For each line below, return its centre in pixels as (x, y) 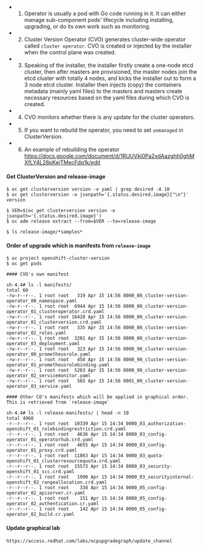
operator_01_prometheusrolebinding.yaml (58, 365)
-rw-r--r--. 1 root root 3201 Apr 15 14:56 (64, 338)
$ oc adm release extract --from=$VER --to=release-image (81, 221)
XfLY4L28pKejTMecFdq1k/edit (62, 162)
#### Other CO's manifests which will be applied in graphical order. (98, 397)
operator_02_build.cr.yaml (40, 515)
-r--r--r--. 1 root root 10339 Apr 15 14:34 (65, 424)
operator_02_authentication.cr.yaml (53, 504)
